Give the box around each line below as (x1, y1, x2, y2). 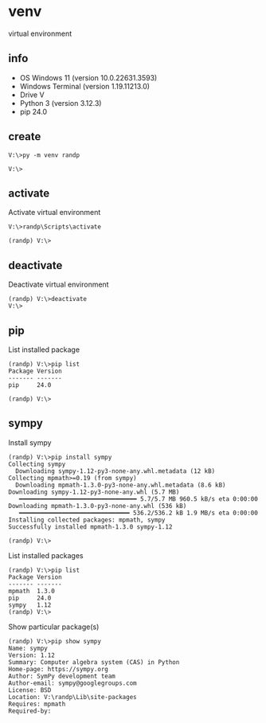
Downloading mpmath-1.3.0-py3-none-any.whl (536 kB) (8, 502, 187, 510)
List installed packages (8, 550, 84, 560)
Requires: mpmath (8, 700, 66, 708)
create (8, 130, 41, 143)
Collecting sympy (8, 460, 66, 468)
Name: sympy (8, 644, 48, 652)
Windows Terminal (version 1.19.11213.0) (19, 81, 150, 91)
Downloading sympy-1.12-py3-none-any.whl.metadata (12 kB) (15, 467, 216, 475)
